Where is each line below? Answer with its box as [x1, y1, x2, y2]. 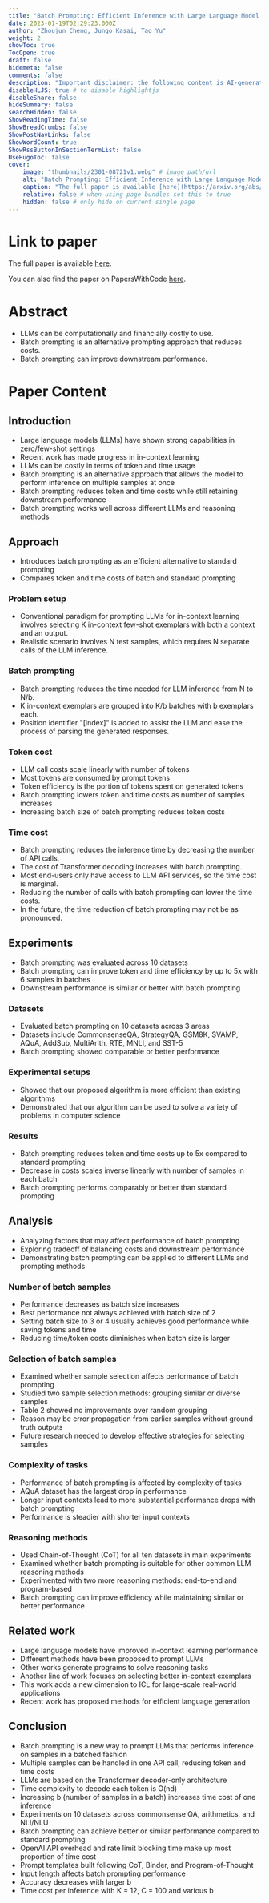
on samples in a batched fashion [19, 1749, 128, 1759]
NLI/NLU [19, 1817, 49, 1827]
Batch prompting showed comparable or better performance [19, 1046, 220, 1057]
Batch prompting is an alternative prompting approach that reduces [19, 337, 243, 347]
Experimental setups [8, 1066, 90, 1078]
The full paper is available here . [8, 259, 112, 268]
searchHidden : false [8, 109, 78, 117]
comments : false [8, 71, 62, 79]
